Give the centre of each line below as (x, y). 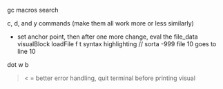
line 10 (26, 51)
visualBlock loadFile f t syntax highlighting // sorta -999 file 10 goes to (117, 44)
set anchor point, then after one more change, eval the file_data (107, 37)
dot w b (18, 65)
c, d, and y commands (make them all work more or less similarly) (101, 23)
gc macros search (33, 10)
